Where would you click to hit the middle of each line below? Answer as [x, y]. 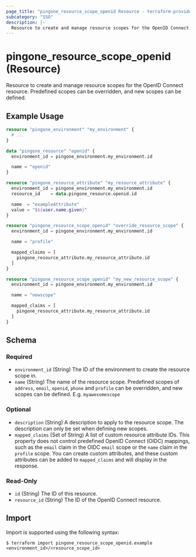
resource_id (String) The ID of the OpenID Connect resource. [88, 500]
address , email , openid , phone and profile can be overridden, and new [98, 388]
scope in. [25, 376]
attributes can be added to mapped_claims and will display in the [91, 459]
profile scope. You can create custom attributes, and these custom [96, 453]
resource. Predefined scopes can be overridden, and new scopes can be [94, 92]
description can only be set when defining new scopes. [81, 428]
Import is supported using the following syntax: [63, 532]
